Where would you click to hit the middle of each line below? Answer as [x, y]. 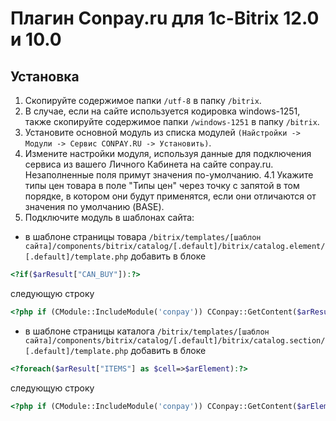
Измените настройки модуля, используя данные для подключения [168, 153]
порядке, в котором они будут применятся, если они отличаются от [170, 196]
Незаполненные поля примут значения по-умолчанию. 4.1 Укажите [169, 175]
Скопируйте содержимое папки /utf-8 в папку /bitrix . [143, 100]
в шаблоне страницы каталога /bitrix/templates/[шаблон [147, 331]
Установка [45, 76]
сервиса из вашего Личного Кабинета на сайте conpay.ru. [149, 164]
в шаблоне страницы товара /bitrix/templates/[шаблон [143, 236]
